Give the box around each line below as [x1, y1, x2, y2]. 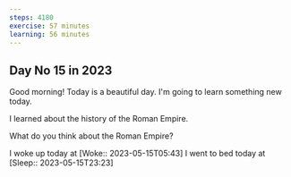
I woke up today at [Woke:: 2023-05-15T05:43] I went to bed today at [9, 148, 266, 159]
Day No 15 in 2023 [9, 63, 113, 78]
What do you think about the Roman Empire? [9, 131, 174, 141]
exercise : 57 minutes [9, 21, 90, 30]
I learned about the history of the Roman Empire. [9, 114, 189, 124]
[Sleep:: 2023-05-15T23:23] [9, 157, 114, 168]
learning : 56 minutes [9, 29, 90, 38]
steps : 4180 [9, 13, 54, 22]
